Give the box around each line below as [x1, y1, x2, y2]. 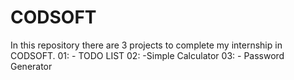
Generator [10, 60, 53, 72]
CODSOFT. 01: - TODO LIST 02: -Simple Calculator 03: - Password [10, 49, 285, 61]
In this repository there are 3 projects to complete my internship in [10, 39, 283, 51]
